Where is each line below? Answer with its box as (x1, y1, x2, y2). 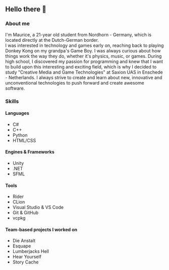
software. (5, 85, 25, 91)
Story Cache (12, 259, 39, 265)
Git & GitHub (12, 210, 39, 216)
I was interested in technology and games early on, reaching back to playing (5, 42, 164, 48)
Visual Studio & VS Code (12, 205, 64, 211)
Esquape (12, 243, 31, 249)
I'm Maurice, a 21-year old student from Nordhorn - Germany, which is (5, 31, 152, 38)
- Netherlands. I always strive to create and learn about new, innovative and (5, 74, 162, 81)
